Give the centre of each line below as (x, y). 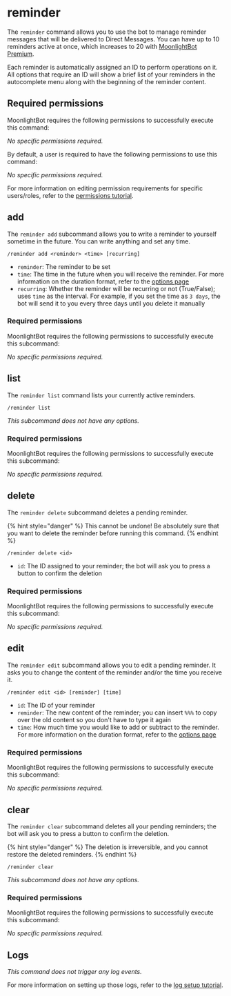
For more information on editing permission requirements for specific (105, 188)
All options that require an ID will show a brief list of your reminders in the (111, 74)
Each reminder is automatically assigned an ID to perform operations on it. (113, 67)
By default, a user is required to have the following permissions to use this (112, 154)
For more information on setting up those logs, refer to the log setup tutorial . (115, 985)
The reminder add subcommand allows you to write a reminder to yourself (112, 234)
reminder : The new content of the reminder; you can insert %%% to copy (117, 713)
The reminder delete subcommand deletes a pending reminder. (98, 512)
